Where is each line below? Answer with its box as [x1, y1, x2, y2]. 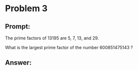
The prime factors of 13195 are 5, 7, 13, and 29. [5, 35, 99, 41]
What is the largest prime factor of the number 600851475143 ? [5, 45, 133, 50]
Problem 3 [5, 3, 48, 14]
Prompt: [5, 22, 30, 31]
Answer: [5, 59, 32, 67]
